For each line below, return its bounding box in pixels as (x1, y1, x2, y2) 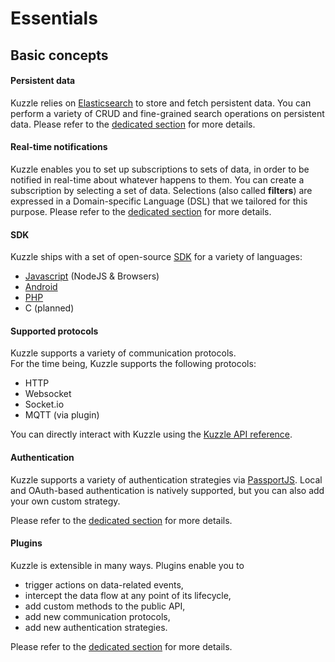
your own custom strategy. (10, 495, 121, 507)
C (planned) (24, 302, 75, 314)
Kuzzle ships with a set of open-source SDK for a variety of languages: (10, 251, 303, 263)
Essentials (10, 7, 98, 30)
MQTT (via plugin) (24, 409, 100, 421)
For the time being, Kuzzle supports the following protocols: (10, 358, 257, 370)
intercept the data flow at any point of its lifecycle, (24, 589, 232, 601)
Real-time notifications (10, 141, 108, 153)
